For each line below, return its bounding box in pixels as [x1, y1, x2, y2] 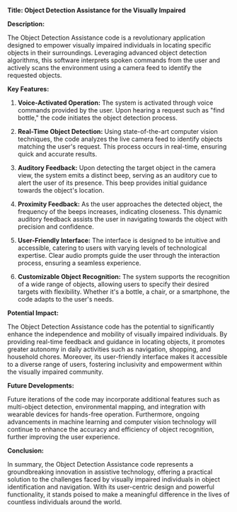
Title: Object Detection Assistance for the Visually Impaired [7, 6, 186, 14]
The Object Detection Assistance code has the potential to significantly [7, 322, 214, 331]
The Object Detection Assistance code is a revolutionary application [7, 33, 205, 42]
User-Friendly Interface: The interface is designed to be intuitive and [17, 237, 221, 244]
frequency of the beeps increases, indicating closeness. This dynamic [17, 207, 223, 215]
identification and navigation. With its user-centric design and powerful [7, 483, 214, 491]
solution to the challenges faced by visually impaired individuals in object [7, 475, 221, 484]
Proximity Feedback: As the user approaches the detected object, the [17, 200, 223, 208]
